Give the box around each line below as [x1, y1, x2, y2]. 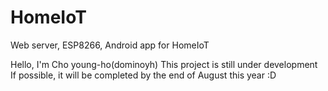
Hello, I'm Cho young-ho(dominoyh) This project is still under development [10, 58, 318, 70]
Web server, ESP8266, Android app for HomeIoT [10, 39, 210, 51]
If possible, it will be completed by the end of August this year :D [10, 69, 277, 81]
